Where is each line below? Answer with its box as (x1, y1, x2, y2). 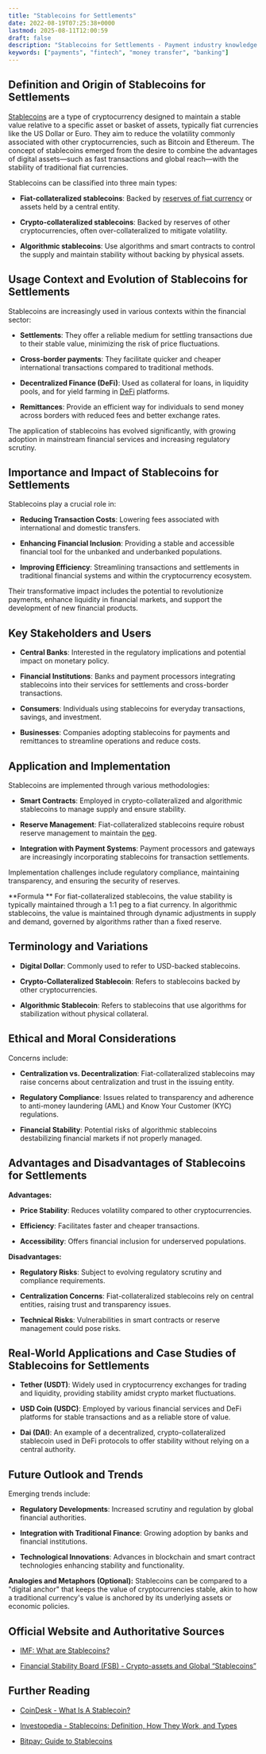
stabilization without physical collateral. (19, 1008, 149, 1018)
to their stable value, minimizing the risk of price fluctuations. (19, 339, 220, 348)
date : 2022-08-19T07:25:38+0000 (8, 19, 115, 27)
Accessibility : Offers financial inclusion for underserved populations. (19, 1236, 246, 1246)
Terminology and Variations (8, 940, 148, 953)
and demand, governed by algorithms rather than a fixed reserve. (8, 917, 222, 926)
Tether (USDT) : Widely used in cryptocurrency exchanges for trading (19, 1380, 247, 1390)
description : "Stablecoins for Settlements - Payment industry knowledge (8, 41, 258, 49)
